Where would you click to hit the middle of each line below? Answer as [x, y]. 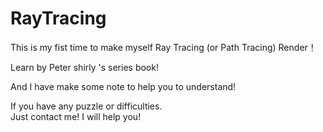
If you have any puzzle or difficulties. [86, 106]
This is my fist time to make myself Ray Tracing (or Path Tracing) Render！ [163, 47]
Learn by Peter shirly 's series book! [84, 67]
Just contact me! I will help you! [76, 116]
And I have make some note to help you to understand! [123, 86]
